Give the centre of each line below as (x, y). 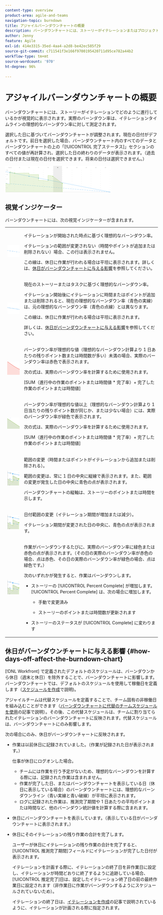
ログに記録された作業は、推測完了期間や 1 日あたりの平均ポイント (85, 802)
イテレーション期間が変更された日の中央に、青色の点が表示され (87, 524)
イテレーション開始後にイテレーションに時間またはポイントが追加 (89, 294)
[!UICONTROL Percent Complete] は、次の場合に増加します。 (92, 592)
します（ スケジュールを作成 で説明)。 (42, 689)
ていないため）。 (41, 891)
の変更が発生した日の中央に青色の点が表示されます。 (77, 482)
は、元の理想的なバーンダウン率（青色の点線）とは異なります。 (87, 307)
